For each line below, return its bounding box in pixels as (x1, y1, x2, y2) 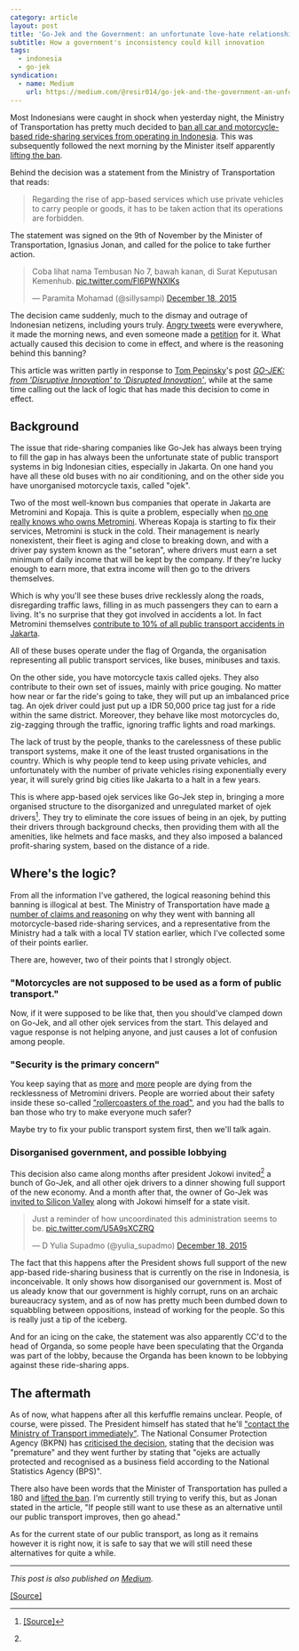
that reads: (10, 176, 50, 187)
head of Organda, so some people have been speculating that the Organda (10, 1341, 284, 1352)
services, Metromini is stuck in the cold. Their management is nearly (10, 526, 260, 536)
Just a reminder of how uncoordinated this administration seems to (31, 1213, 278, 1224)
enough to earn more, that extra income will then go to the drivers (10, 564, 251, 575)
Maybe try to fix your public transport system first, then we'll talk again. (10, 1124, 271, 1135)
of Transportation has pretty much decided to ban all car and (10, 121, 233, 132)
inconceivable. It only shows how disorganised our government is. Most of (10, 1277, 283, 1287)
